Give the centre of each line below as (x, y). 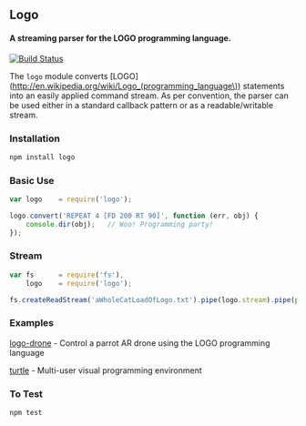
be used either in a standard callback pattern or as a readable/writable (142, 105)
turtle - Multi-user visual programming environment (106, 370)
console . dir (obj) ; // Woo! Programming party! (120, 224)
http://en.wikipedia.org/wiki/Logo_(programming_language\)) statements (148, 86)
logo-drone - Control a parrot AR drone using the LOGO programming (140, 343)
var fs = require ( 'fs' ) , (67, 275)
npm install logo (42, 157)
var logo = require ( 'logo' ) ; (71, 199)
